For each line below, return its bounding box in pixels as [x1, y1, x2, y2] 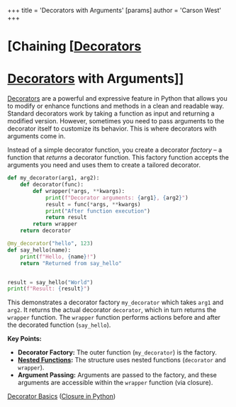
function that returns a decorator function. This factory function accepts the [7, 153, 229, 162]
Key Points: [7, 335, 42, 343]
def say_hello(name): [7, 246, 72, 254]
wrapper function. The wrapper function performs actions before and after [7, 313, 221, 322]
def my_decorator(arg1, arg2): [7, 174, 100, 182]
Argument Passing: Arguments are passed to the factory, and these [17, 371, 218, 379]
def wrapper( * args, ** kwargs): [33, 187, 125, 194]
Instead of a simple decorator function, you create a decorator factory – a [7, 145, 223, 155]
